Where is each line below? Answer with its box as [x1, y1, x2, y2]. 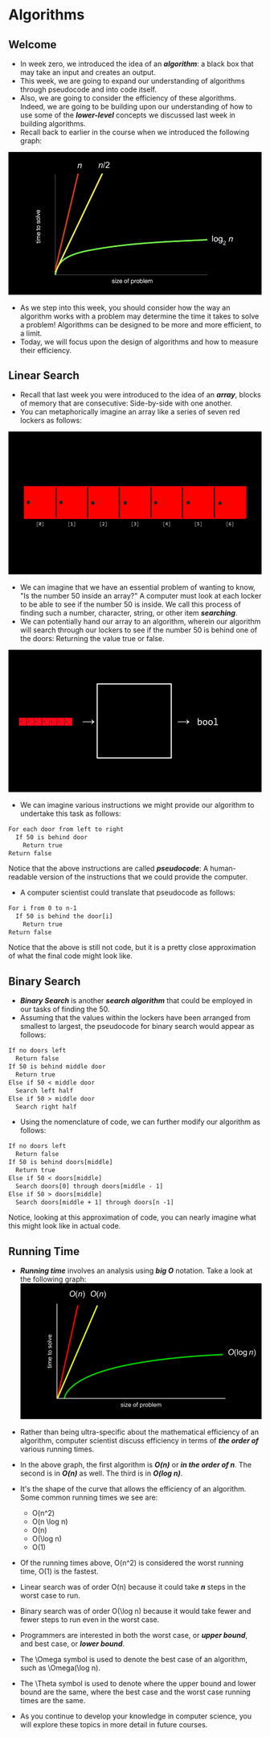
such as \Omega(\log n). [19, 1663, 100, 1673]
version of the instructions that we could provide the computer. [39, 872, 247, 882]
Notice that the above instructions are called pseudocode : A [8, 863, 209, 874]
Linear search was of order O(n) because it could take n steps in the [19, 1583, 247, 1592]
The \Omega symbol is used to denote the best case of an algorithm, [19, 1655, 247, 1665]
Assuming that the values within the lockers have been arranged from [19, 1013, 251, 1023]
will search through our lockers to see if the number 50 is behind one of [19, 625, 258, 635]
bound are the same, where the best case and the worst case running [19, 1687, 251, 1697]
